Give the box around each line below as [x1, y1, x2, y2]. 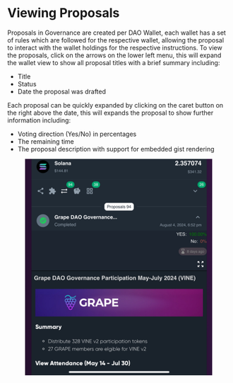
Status [17, 79, 37, 88]
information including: [7, 115, 71, 125]
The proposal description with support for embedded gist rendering [17, 144, 215, 153]
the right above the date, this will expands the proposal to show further [7, 108, 214, 117]
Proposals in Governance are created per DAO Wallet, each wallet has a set [7, 28, 226, 37]
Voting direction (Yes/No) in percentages [17, 130, 137, 138]
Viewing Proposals [7, 5, 120, 21]
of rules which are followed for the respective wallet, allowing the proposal [7, 35, 225, 44]
